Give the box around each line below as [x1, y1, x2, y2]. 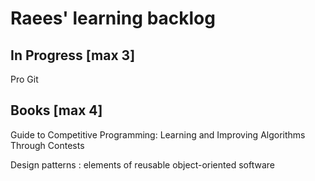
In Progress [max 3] [10, 47, 136, 64]
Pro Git [10, 73, 39, 85]
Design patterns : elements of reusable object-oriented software [10, 158, 275, 171]
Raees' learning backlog [10, 7, 216, 30]
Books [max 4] [10, 102, 103, 119]
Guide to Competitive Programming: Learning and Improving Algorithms [10, 128, 306, 141]
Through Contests [10, 139, 85, 151]
